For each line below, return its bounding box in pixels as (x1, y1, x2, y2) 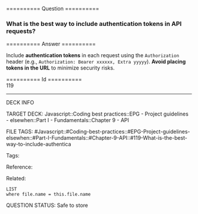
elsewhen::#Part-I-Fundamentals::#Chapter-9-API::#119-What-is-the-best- (6, 134, 187, 141)
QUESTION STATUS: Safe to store (6, 202, 88, 209)
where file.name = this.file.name (6, 192, 91, 197)
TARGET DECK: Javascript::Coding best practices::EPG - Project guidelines (6, 110, 189, 117)
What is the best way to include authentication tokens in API (6, 19, 182, 28)
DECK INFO (6, 99, 34, 106)
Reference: (6, 163, 33, 170)
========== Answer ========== (6, 41, 96, 48)
